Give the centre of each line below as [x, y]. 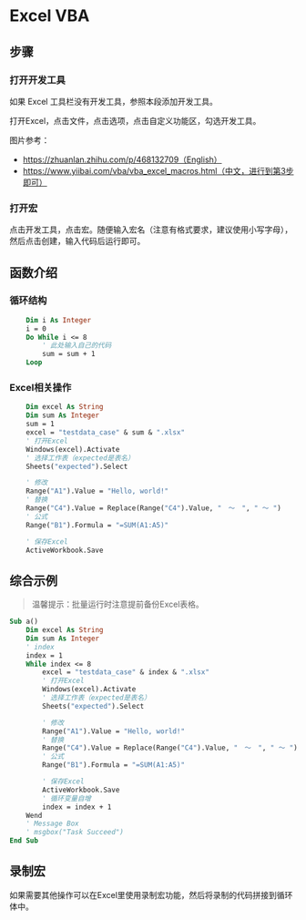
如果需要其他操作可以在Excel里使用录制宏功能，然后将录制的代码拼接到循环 [151, 894]
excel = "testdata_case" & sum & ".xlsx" [105, 433]
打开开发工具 [38, 80]
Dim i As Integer [59, 320]
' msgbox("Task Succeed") [75, 833]
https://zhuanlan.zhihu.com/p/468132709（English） [122, 159]
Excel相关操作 [41, 388]
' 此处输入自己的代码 [77, 346]
